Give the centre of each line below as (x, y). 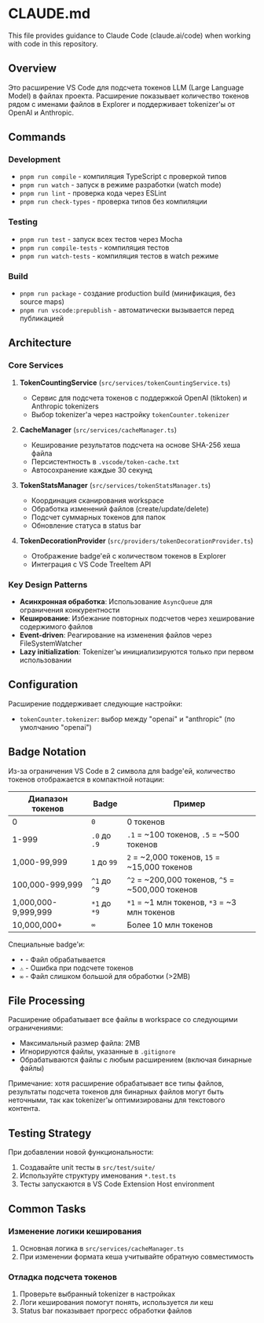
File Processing (47, 1001)
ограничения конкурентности (70, 610)
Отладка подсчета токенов (63, 1277)
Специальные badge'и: (46, 944)
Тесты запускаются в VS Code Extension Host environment (117, 1184)
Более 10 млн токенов (170, 925)
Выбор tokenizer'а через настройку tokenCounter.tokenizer (130, 414)
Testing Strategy (50, 1133)
